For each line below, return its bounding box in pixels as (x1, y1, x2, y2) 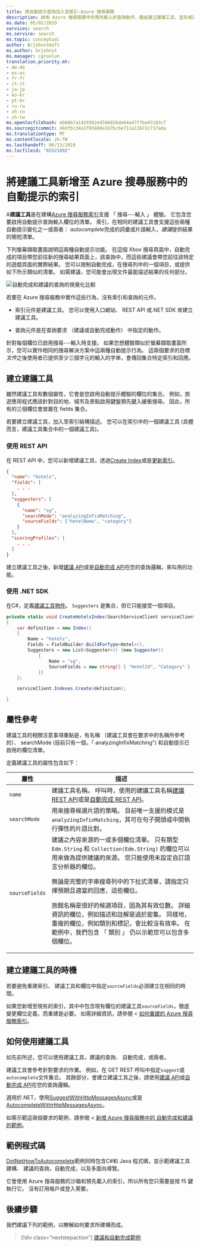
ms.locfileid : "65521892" (6, 148, 70, 153)
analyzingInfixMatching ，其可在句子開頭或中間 (51, 815, 185, 824)
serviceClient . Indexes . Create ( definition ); (17, 686, 127, 692)
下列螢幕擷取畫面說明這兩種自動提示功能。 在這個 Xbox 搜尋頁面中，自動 (6, 246, 185, 253)
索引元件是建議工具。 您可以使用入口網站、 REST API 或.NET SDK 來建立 (14, 306, 193, 314)
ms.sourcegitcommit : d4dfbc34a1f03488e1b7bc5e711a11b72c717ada (6, 125, 167, 131)
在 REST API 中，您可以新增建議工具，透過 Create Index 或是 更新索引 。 (6, 456, 179, 463)
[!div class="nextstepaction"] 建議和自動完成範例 (20, 1234, 141, 1241)
